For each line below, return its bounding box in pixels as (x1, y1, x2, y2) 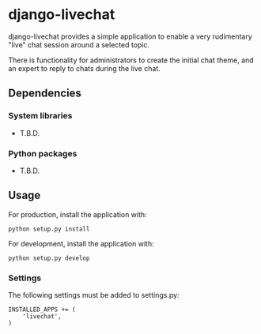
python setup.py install (8, 225, 90, 233)
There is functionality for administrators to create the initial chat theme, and (8, 55, 255, 65)
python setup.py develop (8, 254, 90, 262)
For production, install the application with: (8, 209, 148, 219)
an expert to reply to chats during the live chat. (8, 63, 161, 73)
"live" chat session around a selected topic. (8, 39, 150, 49)
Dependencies (8, 87, 81, 100)
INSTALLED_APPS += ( (8, 306, 77, 313)
